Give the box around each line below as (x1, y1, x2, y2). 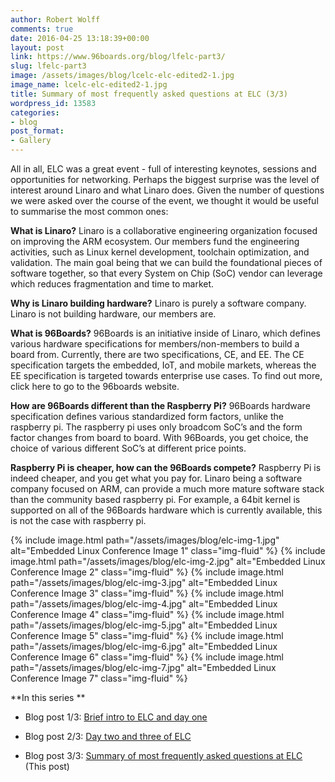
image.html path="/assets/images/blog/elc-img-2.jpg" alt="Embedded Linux (10, 556, 326, 567)
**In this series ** (10, 692, 86, 703)
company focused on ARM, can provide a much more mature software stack (10, 483, 325, 495)
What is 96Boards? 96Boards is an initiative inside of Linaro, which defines (10, 327, 321, 339)
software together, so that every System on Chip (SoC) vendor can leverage (10, 267, 323, 279)
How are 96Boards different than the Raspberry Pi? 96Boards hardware (10, 400, 311, 411)
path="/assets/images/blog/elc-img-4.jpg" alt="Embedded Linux (10, 598, 278, 610)
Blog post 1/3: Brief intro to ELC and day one (24, 711, 208, 723)
